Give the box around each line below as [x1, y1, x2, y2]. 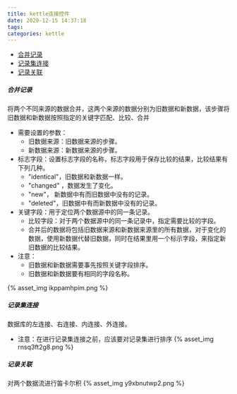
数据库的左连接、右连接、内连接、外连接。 [7, 320, 131, 328]
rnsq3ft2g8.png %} [17, 343, 74, 352]
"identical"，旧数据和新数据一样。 [28, 172, 127, 181]
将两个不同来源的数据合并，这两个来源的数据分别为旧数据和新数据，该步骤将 [7, 105, 230, 113]
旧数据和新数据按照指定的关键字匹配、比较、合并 [7, 114, 150, 122]
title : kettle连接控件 [7, 10, 70, 18]
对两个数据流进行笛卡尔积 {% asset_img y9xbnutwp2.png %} [7, 379, 185, 388]
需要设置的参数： [17, 129, 68, 137]
